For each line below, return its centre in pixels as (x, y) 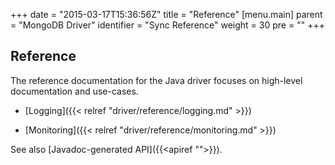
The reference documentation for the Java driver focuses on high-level (156, 80)
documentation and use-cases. (74, 91)
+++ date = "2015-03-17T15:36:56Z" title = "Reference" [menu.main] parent (166, 14)
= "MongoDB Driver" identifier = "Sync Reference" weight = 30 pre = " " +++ (167, 25)
